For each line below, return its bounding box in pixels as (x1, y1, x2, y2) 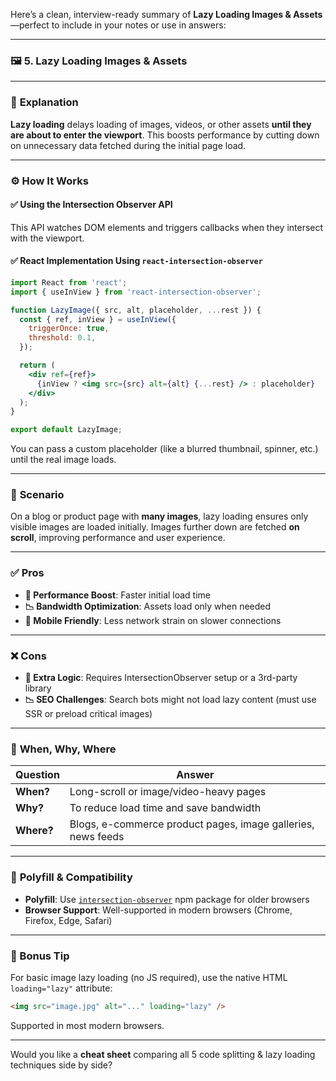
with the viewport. (10, 232, 85, 244)
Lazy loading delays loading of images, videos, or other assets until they (10, 118, 312, 130)
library (24, 682, 52, 694)
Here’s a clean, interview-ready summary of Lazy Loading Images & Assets (10, 9, 323, 20)
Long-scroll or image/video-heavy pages (69, 785, 267, 799)
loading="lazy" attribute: (10, 982, 113, 994)
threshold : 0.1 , (28, 333, 97, 343)
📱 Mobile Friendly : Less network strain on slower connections (24, 614, 282, 626)
